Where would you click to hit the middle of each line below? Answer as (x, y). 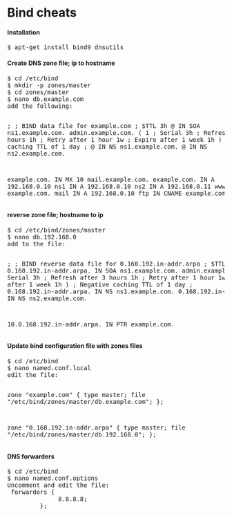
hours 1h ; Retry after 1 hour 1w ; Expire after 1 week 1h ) (115, 139)
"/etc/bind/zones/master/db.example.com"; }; (86, 402)
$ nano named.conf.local (49, 368)
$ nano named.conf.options (53, 478)
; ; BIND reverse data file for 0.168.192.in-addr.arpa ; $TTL (116, 264)
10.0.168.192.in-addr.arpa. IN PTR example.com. (91, 324)
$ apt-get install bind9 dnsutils (66, 47)
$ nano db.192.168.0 (42, 237)
